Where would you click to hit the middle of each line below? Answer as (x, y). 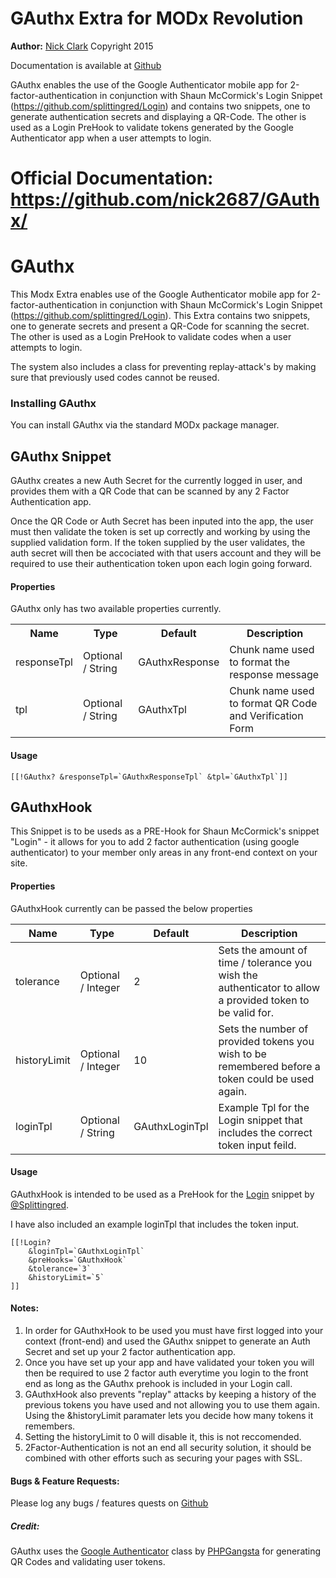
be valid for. (246, 1012)
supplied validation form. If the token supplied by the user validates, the (158, 543)
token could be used (266, 1079)
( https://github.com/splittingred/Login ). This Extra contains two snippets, (160, 316)
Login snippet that (260, 1120)
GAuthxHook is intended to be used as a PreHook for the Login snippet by (162, 1194)
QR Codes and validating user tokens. (88, 1562)
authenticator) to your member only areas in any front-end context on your (164, 853)
